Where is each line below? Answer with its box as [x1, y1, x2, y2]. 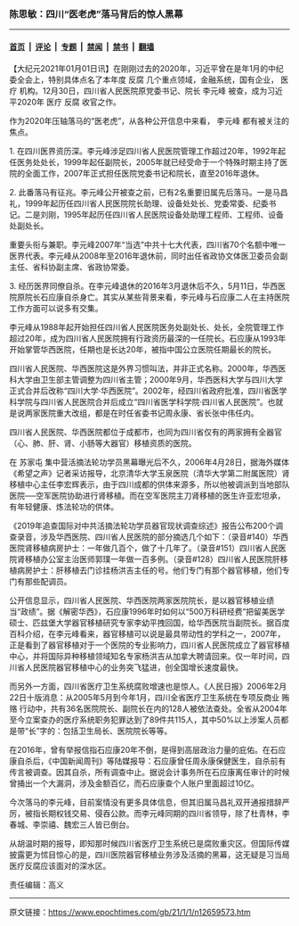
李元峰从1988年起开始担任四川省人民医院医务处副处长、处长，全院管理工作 [9, 321, 285, 332]
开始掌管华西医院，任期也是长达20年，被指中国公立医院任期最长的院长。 [9, 343, 277, 354]
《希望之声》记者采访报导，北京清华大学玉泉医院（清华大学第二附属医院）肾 [9, 467, 290, 478]
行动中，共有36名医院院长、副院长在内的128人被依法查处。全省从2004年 [19, 703, 287, 714]
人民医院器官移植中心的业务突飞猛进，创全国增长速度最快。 [24, 662, 243, 673]
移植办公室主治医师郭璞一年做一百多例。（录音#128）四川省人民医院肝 [24, 553, 280, 564]
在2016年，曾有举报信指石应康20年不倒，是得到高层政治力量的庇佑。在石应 [9, 744, 287, 755]
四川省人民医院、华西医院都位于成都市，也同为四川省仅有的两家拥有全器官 [9, 426, 282, 437]
